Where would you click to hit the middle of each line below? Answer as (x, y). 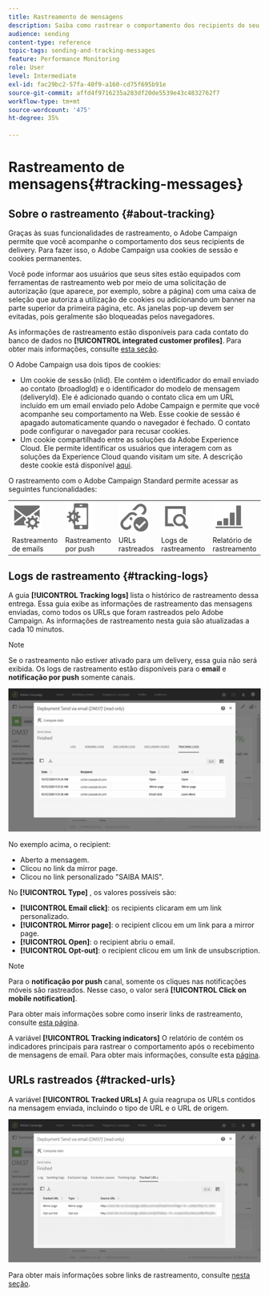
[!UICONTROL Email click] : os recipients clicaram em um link (121, 908)
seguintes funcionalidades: (53, 489)
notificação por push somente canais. (72, 677)
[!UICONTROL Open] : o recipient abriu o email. (97, 941)
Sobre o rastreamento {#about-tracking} (112, 213)
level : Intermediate (43, 76)
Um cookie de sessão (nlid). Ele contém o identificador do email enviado (139, 380)
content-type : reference (50, 42)
